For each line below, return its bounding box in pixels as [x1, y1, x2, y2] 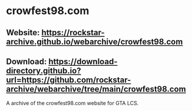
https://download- [48, 56, 118, 66]
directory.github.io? [6, 66, 81, 76]
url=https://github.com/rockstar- [6, 75, 131, 85]
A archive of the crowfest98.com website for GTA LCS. [6, 100, 139, 107]
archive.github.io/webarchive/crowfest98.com [6, 36, 183, 46]
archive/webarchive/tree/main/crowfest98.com [6, 84, 187, 94]
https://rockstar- [41, 28, 105, 38]
